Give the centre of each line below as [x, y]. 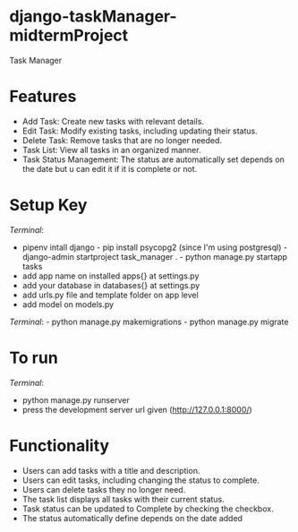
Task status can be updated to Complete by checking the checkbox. [148, 509]
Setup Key [48, 206]
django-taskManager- [93, 17]
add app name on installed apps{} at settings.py [111, 276]
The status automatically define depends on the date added [132, 518]
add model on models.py [68, 304]
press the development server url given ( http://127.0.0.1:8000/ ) [137, 409]
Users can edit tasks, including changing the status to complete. [140, 480]
